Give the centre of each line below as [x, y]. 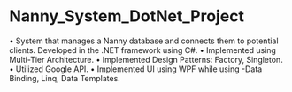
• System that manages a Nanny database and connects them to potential [144, 41]
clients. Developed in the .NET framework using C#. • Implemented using [143, 50]
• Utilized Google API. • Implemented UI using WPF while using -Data [136, 69]
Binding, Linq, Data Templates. [65, 78]
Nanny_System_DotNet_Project [127, 16]
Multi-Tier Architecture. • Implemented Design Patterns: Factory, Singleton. [146, 59]
